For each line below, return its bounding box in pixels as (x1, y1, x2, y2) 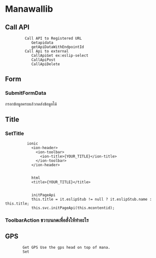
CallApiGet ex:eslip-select (31, 53, 89, 58)
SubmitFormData (5, 90, 46, 97)
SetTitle (5, 130, 24, 137)
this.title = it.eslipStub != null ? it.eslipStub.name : (31, 197, 152, 202)
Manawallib (5, 3, 53, 15)
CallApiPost (31, 57, 56, 62)
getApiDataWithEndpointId (31, 45, 84, 50)
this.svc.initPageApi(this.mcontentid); (31, 206, 115, 210)
